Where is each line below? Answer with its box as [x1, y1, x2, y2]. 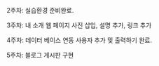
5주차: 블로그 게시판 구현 [6, 51, 74, 59]
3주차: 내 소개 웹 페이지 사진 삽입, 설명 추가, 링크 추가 [6, 21, 152, 29]
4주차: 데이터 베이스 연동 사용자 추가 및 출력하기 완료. [6, 36, 152, 44]
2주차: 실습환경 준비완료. [6, 6, 74, 14]
